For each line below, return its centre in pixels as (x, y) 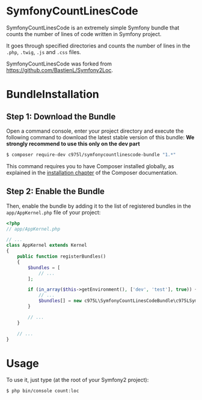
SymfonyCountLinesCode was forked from (59, 64)
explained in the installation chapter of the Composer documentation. (92, 172)
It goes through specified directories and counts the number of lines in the (98, 46)
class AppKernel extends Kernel (47, 245)
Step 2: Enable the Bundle (56, 191)
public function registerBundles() (62, 256)
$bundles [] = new (60, 301)
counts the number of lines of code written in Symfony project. (84, 34)
